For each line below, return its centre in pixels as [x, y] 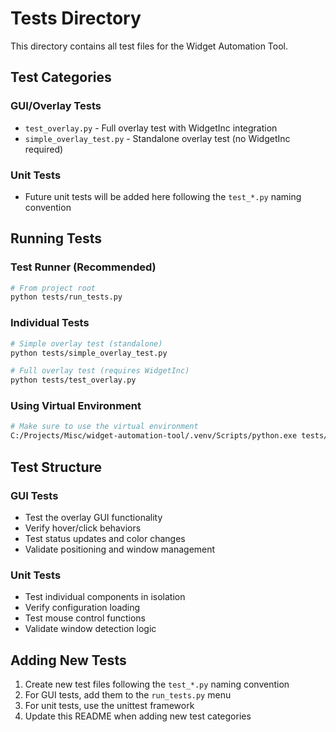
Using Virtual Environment [76, 406]
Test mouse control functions [85, 618]
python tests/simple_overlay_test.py [89, 353]
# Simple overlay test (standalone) [86, 343]
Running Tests [56, 238]
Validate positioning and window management [120, 549]
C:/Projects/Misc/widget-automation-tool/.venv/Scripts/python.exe [154, 436]
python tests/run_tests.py [66, 297]
